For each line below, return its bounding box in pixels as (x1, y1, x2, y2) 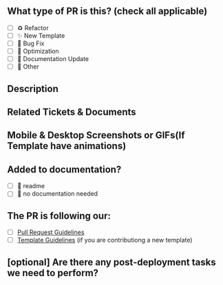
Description (7, 82, 59, 95)
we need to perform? (7, 267, 98, 279)
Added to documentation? (7, 163, 122, 175)
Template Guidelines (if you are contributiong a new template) (17, 236, 193, 244)
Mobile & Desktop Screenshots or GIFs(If (7, 130, 185, 141)
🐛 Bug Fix (17, 39, 45, 47)
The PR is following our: (7, 209, 111, 222)
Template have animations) (7, 140, 127, 152)
